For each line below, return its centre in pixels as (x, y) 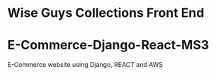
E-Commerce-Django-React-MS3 (108, 45)
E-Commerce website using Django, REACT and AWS (85, 65)
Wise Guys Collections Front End (106, 13)
